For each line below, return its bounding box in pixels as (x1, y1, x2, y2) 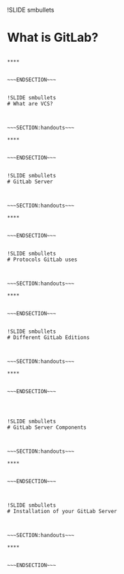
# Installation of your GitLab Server (7, 508, 117, 514)
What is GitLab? (7, 30, 99, 45)
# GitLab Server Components (7, 424, 87, 431)
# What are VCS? (7, 100, 53, 107)
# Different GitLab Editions (7, 334, 90, 341)
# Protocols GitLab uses (7, 256, 78, 263)
